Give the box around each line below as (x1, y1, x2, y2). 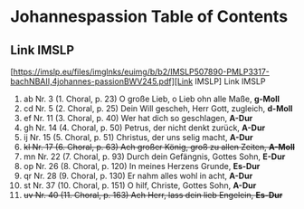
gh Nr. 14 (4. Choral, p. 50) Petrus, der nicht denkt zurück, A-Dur (23, 122, 266, 133)
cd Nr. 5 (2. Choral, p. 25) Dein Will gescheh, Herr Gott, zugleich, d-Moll (23, 103, 293, 114)
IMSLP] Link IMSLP (195, 76, 266, 87)
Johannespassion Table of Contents (10, 6, 289, 27)
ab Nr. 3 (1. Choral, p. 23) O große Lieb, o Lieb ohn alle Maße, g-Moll (23, 93, 280, 104)
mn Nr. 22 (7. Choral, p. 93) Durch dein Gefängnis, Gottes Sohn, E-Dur (23, 151, 286, 162)
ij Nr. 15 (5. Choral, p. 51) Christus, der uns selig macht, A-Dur (23, 132, 253, 142)
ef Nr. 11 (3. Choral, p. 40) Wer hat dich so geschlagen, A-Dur (23, 113, 253, 123)
